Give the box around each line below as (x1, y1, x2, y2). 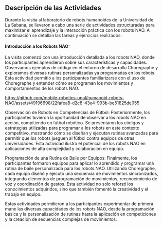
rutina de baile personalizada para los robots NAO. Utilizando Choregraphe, (5, 166, 156, 171)
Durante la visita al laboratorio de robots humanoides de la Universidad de (5, 17, 154, 22)
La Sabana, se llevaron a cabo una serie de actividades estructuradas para (5, 22, 155, 28)
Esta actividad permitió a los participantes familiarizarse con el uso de (5, 75, 145, 81)
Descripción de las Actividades (5, 4, 101, 12)
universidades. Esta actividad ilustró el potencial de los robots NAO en (5, 141, 146, 147)
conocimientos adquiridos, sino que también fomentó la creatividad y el (5, 186, 148, 192)
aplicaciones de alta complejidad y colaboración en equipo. (5, 146, 125, 151)
